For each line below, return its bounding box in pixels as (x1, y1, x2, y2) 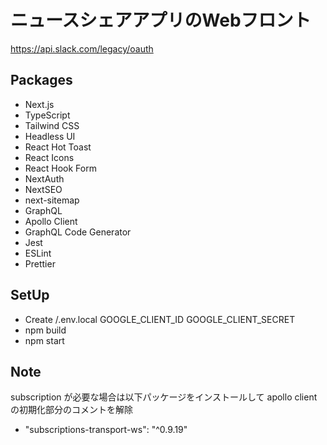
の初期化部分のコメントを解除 (10, 404, 133, 416)
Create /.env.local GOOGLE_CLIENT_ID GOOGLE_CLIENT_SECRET (24, 313, 296, 325)
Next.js (24, 98, 55, 110)
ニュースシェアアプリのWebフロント (10, 9, 312, 32)
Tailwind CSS (24, 119, 80, 131)
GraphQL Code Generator (24, 226, 132, 238)
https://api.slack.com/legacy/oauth (10, 42, 154, 55)
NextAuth (24, 172, 65, 185)
